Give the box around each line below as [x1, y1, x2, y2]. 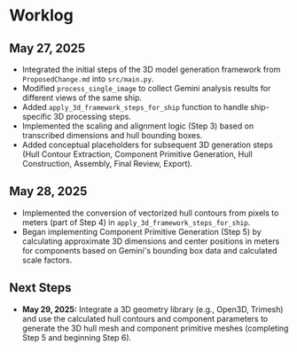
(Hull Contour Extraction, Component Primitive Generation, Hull [21, 149, 253, 160]
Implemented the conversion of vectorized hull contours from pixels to [21, 207, 279, 218]
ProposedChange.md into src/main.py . [21, 74, 154, 84]
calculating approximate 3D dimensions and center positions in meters [21, 236, 280, 246]
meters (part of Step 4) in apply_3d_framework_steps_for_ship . [21, 216, 251, 227]
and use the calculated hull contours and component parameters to [21, 313, 269, 324]
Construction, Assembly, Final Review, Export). [21, 159, 193, 168]
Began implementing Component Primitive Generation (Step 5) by [21, 226, 262, 237]
